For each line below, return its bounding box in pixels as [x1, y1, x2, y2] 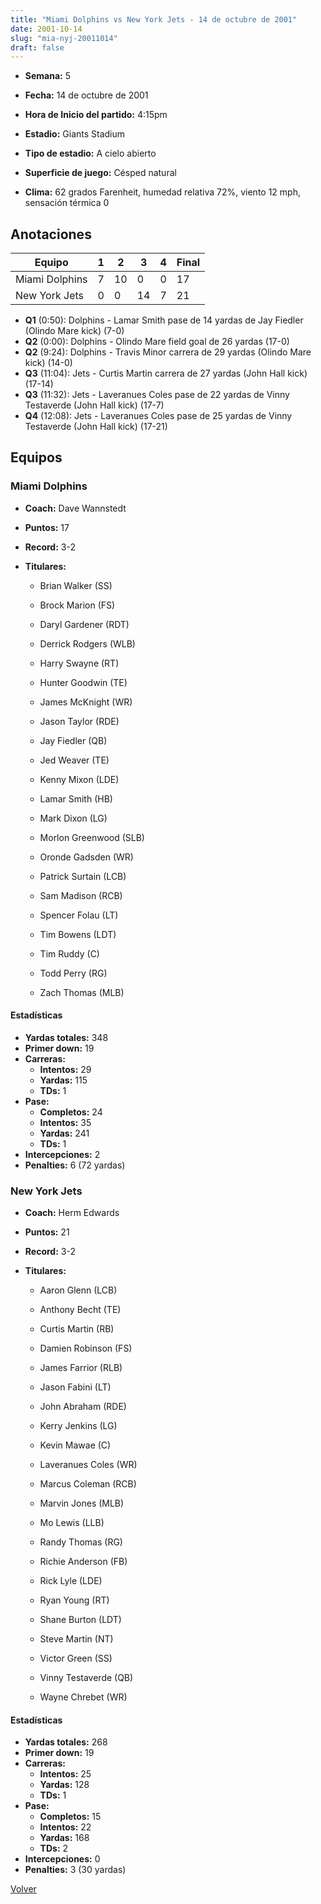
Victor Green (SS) [39, 1652, 113, 1665]
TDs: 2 [39, 1842, 69, 1855]
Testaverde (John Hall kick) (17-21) [24, 421, 168, 433]
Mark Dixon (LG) [39, 812, 108, 824]
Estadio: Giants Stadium [24, 128, 126, 140]
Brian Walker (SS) [39, 579, 113, 591]
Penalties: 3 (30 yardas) [24, 1864, 127, 1876]
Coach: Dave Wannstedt [24, 502, 127, 514]
